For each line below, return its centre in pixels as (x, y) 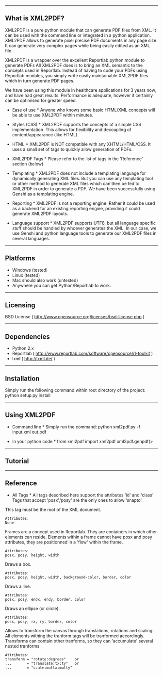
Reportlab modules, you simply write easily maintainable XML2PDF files (77, 75)
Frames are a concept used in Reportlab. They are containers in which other (81, 531)
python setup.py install (28, 395)
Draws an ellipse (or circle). (32, 608)
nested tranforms (22, 646)
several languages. (31, 238)
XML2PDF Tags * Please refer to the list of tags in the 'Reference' (77, 159)
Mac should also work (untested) (45, 280)
